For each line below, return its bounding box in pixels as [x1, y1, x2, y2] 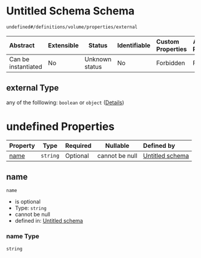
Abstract [9, 41, 35, 49]
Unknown [84, 55, 112, 63]
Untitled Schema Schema [6, 4, 135, 18]
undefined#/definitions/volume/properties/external [6, 24, 138, 30]
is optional [14, 198, 41, 205]
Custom [156, 37, 179, 45]
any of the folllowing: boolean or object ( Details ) [6, 99, 124, 106]
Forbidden [156, 59, 185, 67]
